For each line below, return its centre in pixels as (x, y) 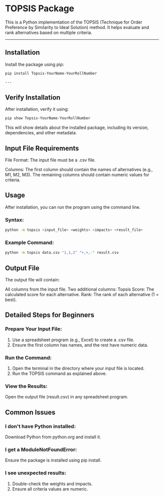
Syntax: (15, 220)
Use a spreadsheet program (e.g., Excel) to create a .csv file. (73, 340)
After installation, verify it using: (37, 109)
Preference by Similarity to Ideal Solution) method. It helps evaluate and (77, 27)
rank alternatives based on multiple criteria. (49, 32)
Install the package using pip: (35, 64)
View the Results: (26, 386)
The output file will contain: (32, 279)
